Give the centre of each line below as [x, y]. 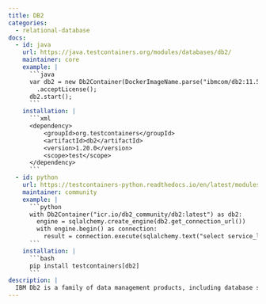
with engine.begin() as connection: [97, 229]
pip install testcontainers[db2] [84, 266]
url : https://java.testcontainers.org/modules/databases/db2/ [127, 52]
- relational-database [53, 30]
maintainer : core [51, 60]
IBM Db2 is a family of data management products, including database [134, 288]
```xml [40, 119]
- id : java [33, 45]
